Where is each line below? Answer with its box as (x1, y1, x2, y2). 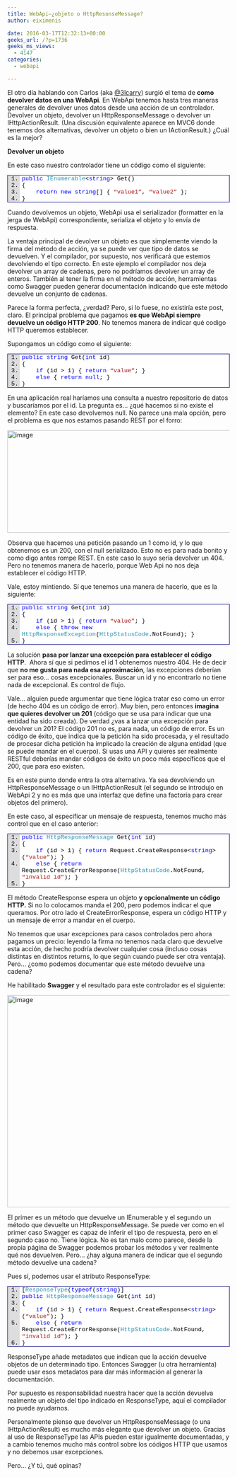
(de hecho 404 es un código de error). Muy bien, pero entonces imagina (7, 701, 219, 710)
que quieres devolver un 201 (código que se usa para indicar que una (7, 709, 212, 718)
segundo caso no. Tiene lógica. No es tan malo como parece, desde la (7, 1236, 213, 1244)
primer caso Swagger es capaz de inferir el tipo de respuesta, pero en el (7, 1228, 219, 1236)
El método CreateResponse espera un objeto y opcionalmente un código (7, 893, 221, 902)
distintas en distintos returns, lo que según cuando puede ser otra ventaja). (7, 952, 226, 960)
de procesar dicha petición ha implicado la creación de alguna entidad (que (7, 739, 227, 747)
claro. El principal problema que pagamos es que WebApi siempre (7, 311, 201, 319)
